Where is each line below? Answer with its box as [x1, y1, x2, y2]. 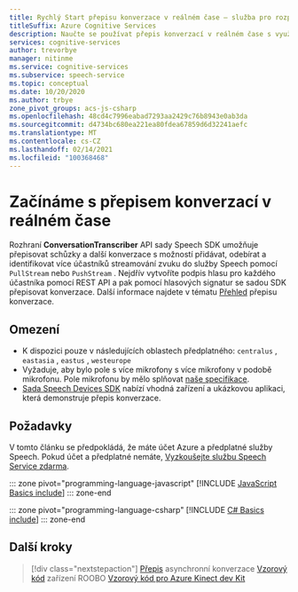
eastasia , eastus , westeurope [21, 355, 131, 366]
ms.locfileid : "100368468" [9, 153, 109, 162]
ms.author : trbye [9, 95, 74, 105]
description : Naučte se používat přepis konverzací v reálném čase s [9, 29, 272, 38]
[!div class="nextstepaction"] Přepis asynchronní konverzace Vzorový [30, 563, 288, 573]
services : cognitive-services [9, 37, 122, 47]
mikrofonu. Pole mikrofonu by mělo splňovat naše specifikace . [21, 374, 250, 384]
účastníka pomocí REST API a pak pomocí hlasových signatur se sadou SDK [9, 277, 286, 288]
